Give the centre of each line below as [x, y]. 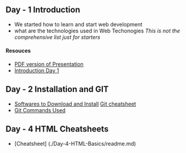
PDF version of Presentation [49, 64]
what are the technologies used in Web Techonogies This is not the [97, 31]
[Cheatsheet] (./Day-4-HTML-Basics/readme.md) [75, 143]
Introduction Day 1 [36, 71]
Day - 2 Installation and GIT [57, 89]
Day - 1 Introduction [43, 10]
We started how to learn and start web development [78, 24]
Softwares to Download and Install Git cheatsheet [75, 104]
